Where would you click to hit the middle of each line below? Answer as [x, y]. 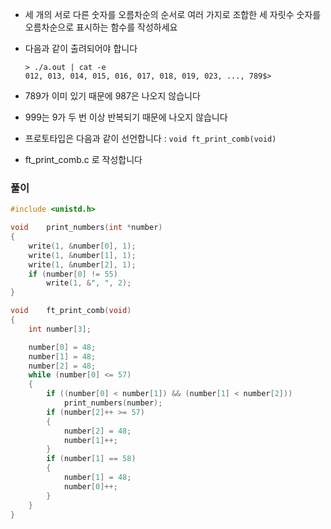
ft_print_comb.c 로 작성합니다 [83, 159]
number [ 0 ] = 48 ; [62, 347]
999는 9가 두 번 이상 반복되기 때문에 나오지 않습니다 [126, 117]
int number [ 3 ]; [60, 329]
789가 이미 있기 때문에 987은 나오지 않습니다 [112, 96]
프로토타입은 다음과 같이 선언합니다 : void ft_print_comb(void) [150, 138]
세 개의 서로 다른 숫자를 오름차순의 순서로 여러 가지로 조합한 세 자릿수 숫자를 [173, 14]
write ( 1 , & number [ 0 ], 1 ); [82, 246]
